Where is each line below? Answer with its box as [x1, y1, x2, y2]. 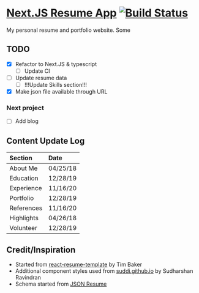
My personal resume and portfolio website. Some [6, 26, 130, 34]
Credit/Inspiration [6, 245, 76, 255]
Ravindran [15, 274, 41, 281]
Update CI [24, 67, 50, 75]
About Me [9, 164, 38, 172]
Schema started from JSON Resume [15, 280, 107, 287]
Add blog [15, 117, 39, 125]
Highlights [9, 214, 39, 223]
